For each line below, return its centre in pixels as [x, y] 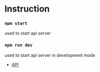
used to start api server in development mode [50, 55]
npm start [16, 23]
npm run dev [19, 45]
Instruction [27, 9]
